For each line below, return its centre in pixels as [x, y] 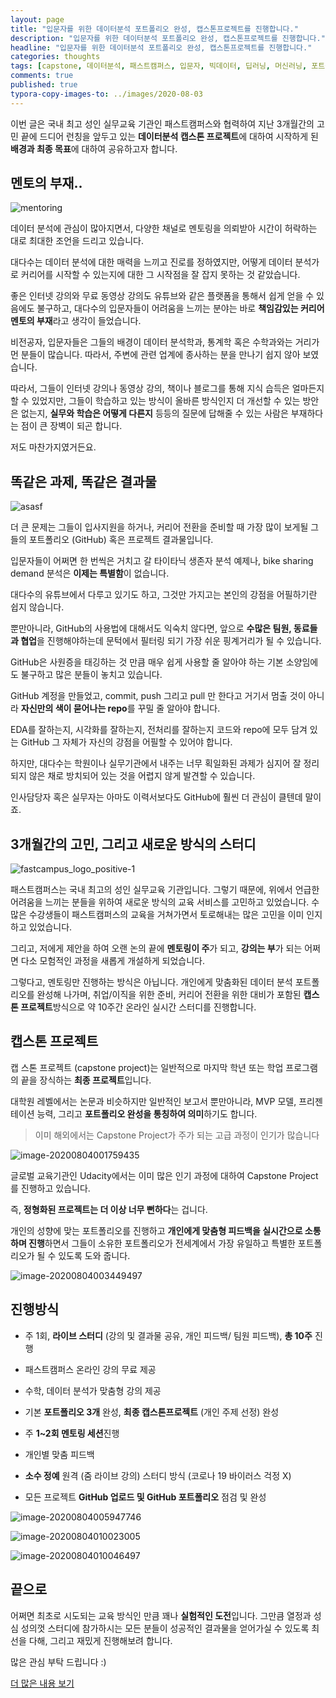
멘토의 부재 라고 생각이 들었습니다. [76, 321]
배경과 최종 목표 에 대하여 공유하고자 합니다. [94, 148]
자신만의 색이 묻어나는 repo [74, 708]
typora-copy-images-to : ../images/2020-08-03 [106, 94]
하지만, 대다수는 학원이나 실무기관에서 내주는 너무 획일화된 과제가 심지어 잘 [156, 763]
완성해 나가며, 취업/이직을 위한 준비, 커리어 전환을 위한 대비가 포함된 [169, 995]
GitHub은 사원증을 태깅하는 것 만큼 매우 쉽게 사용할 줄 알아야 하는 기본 [147, 662]
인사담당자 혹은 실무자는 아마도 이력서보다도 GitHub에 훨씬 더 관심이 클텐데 [156, 797]
